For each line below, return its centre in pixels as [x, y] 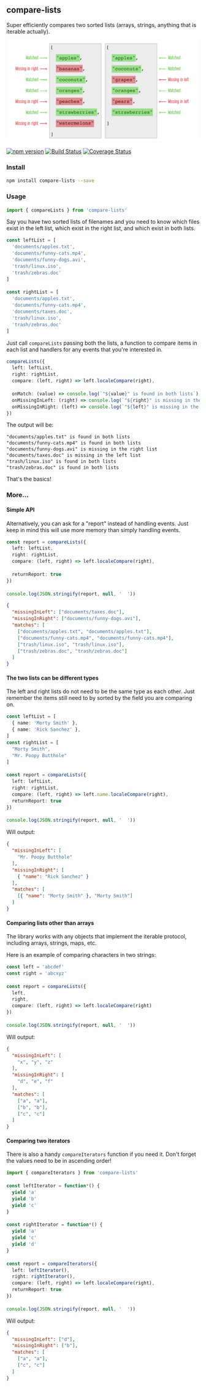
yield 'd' [24, 1244]
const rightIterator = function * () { [55, 1225]
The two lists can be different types [53, 678]
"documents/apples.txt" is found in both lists [68, 437]
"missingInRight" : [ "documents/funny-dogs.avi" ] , [76, 619]
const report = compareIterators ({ [52, 1263]
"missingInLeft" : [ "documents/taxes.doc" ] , [68, 612]
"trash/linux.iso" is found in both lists [61, 462]
